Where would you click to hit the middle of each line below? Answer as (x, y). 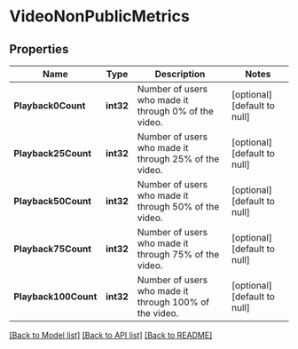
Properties (39, 49)
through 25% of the (178, 159)
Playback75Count (52, 249)
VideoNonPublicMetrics (100, 16)
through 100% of (173, 302)
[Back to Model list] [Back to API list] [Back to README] (111, 335)
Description (180, 74)
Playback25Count (52, 153)
